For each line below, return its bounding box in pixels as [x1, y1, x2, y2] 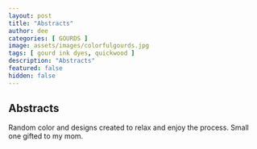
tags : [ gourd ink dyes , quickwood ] [8, 49, 135, 57]
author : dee [8, 27, 48, 35]
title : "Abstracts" [8, 19, 74, 27]
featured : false [8, 64, 63, 72]
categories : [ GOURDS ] [8, 34, 89, 43]
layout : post [8, 11, 52, 20]
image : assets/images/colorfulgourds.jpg [8, 42, 150, 50]
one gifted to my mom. [8, 131, 84, 141]
